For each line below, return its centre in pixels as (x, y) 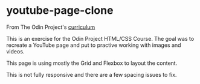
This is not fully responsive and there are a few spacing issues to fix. (92, 74)
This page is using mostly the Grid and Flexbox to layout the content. (92, 63)
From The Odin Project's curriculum (51, 27)
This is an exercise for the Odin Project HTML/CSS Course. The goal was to (100, 38)
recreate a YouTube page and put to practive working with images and (94, 45)
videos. (15, 51)
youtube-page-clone (60, 10)
